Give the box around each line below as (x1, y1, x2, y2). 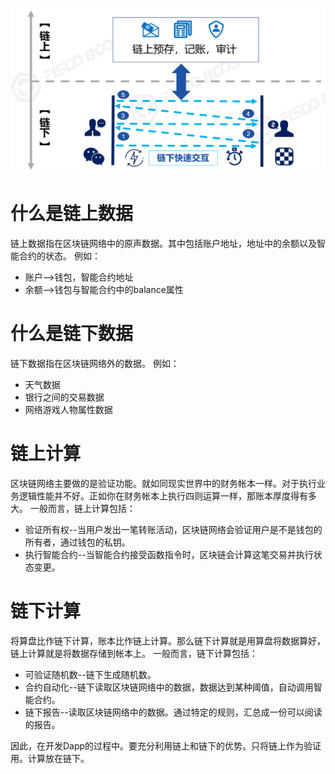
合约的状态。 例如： (18, 250, 101, 262)
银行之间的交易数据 (24, 391, 105, 403)
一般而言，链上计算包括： (29, 503, 136, 515)
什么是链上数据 (10, 203, 134, 225)
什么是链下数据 (10, 323, 134, 345)
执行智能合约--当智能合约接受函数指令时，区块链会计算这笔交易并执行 (24, 549, 314, 561)
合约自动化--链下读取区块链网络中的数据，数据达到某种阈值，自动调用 (24, 681, 314, 693)
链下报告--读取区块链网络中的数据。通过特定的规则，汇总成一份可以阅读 (24, 706, 323, 718)
